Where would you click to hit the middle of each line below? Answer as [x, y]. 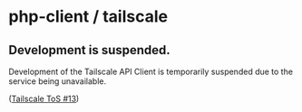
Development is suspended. [90, 50]
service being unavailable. [57, 81]
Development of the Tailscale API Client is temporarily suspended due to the [151, 71]
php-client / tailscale [88, 17]
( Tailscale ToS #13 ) [44, 98]
